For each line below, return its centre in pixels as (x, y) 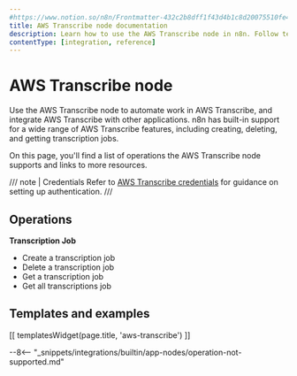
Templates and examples (80, 314)
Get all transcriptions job (67, 286)
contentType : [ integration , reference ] (83, 42)
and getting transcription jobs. (64, 139)
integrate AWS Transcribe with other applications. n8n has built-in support (145, 119)
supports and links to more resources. (78, 165)
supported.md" (37, 361)
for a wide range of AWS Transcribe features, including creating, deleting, (143, 129)
